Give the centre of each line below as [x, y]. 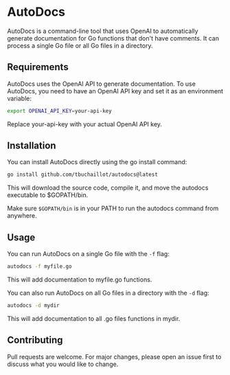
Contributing [35, 340]
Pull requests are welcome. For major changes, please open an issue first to [114, 356]
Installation [32, 146]
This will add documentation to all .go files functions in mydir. [94, 318]
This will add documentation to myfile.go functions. [80, 280]
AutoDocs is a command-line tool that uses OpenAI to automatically [103, 31]
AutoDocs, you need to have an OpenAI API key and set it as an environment [115, 91]
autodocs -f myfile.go [39, 266]
